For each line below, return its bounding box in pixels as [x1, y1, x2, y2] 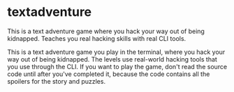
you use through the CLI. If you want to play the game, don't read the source [7, 62, 228, 71]
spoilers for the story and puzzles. [7, 77, 106, 85]
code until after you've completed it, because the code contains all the [7, 70, 210, 78]
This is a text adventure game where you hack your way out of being [7, 27, 205, 35]
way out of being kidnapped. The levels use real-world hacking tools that [7, 55, 218, 63]
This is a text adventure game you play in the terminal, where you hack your [7, 48, 226, 56]
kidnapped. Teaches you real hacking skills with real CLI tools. [7, 34, 187, 42]
